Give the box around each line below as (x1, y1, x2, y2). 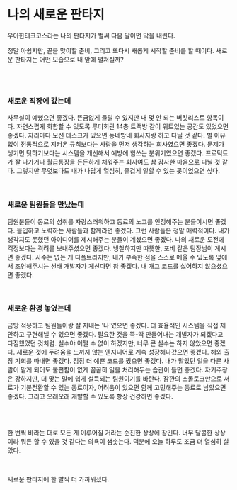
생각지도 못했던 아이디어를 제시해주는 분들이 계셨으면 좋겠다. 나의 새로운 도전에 (7, 235, 225, 243)
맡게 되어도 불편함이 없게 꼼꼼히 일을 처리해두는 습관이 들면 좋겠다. (20, 365, 204, 374)
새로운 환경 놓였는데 (7, 304, 71, 313)
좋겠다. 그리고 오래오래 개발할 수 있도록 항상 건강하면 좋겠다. (7, 391, 173, 401)
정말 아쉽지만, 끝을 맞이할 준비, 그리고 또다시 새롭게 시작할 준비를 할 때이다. (7, 46, 214, 55)
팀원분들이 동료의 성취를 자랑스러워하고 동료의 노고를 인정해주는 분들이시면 (7, 217, 214, 225)
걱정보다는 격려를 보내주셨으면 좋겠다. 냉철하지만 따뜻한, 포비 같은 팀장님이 (7, 244, 214, 252)
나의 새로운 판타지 (7, 6, 105, 23)
